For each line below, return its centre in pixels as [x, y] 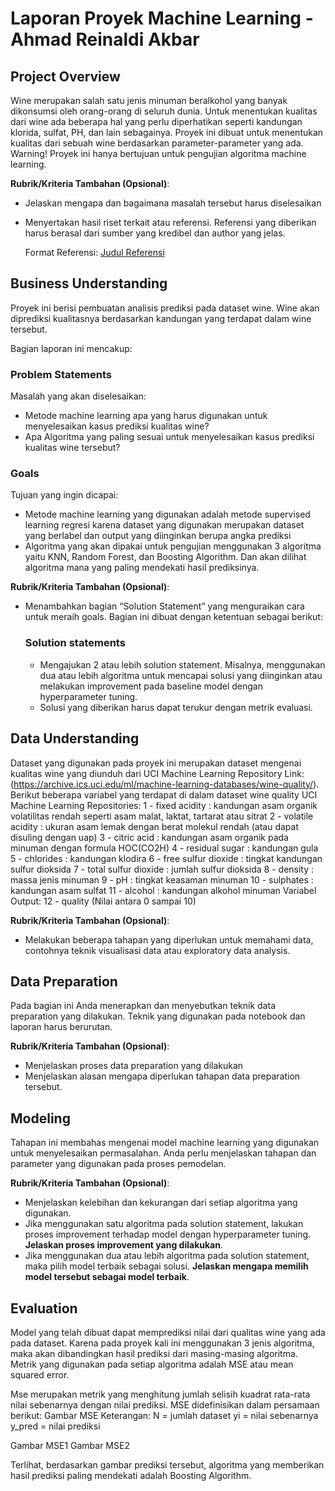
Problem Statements [61, 374]
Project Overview [65, 76]
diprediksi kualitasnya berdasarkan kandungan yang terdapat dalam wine [161, 318]
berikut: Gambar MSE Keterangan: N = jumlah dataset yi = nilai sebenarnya [164, 1415]
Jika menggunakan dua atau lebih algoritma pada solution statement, [167, 1256]
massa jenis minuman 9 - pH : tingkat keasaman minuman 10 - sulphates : [162, 879]
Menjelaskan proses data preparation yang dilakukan [134, 1066]
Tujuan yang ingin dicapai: [64, 495]
